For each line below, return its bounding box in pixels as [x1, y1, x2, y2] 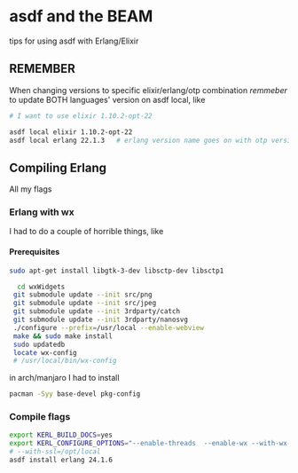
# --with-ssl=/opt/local [9, 447, 101, 456]
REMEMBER [9, 61, 75, 76]
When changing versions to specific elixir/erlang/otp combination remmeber [9, 84, 288, 95]
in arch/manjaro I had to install [9, 373, 120, 383]
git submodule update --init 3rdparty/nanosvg [12, 315, 189, 325]
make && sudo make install [12, 331, 114, 341]
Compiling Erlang [9, 160, 107, 175]
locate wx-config [12, 348, 77, 357]
